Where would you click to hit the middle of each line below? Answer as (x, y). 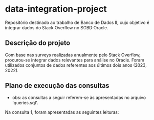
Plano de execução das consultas (57, 86)
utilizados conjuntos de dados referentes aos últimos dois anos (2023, (76, 65)
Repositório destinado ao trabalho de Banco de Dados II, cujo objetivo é (77, 22)
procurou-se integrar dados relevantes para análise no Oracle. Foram (75, 60)
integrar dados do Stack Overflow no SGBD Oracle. (57, 27)
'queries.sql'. (25, 102)
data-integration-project (56, 9)
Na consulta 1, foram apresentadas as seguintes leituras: (62, 112)
